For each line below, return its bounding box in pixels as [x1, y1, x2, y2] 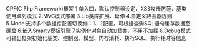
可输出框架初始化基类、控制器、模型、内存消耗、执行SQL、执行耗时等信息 [6, 35, 186, 41]
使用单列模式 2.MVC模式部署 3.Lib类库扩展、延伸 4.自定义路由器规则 [6, 12, 172, 19]
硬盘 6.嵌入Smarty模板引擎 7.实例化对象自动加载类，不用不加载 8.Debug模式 [6, 27, 191, 34]
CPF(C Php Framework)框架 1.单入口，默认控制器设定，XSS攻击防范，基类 [6, 5, 187, 12]
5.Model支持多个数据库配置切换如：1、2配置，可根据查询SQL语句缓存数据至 [6, 20, 191, 26]
